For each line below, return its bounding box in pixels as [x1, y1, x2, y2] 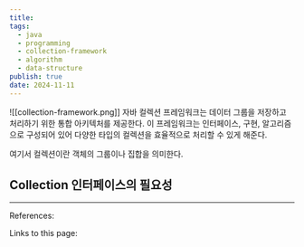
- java [17, 30, 43, 39]
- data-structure [17, 64, 83, 73]
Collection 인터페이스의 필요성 [9, 177, 173, 193]
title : [9, 13, 34, 23]
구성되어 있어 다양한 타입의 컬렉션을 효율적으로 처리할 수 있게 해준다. [25, 128, 268, 140]
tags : [9, 22, 30, 31]
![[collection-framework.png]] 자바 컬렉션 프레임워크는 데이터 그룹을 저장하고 [9, 106, 287, 118]
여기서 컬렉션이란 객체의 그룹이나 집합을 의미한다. [9, 148, 184, 159]
